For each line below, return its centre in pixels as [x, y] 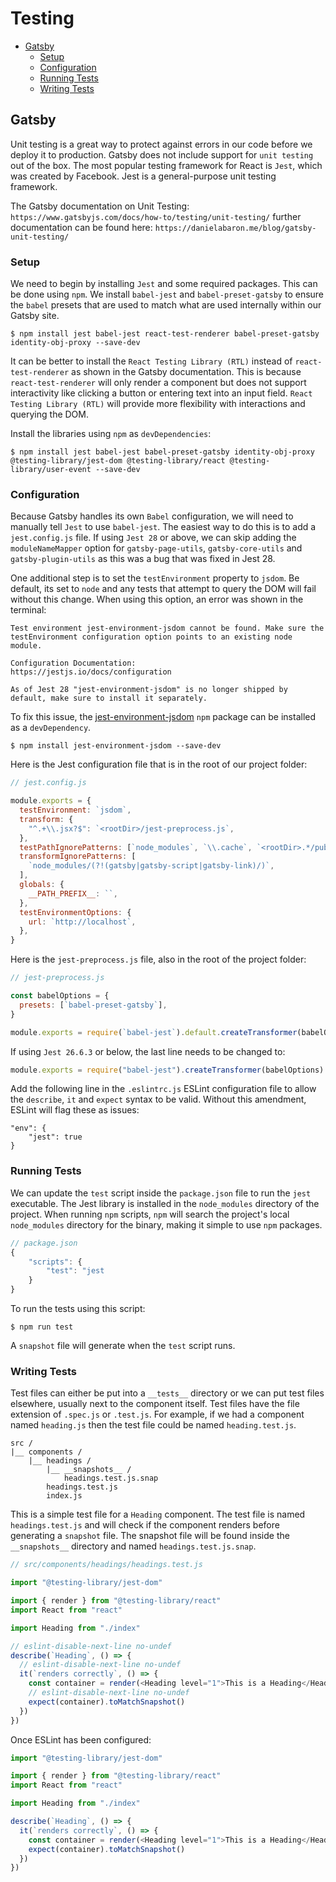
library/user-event [51, 470]
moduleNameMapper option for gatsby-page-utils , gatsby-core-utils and [156, 548]
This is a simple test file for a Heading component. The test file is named [158, 1514]
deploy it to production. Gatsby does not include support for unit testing [162, 154]
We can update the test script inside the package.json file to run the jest [161, 1193]
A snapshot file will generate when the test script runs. [123, 1346]
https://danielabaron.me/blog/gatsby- [235, 228]
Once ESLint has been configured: [81, 1739]
